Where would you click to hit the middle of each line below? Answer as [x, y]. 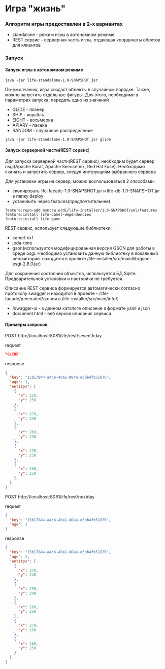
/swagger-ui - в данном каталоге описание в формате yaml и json [81, 308]
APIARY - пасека [30, 125]
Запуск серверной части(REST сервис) [48, 150]
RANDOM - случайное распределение [52, 130]
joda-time [22, 243]
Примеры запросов [26, 325]
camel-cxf [23, 238]
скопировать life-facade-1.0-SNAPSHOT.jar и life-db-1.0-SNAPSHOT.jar [86, 191]
